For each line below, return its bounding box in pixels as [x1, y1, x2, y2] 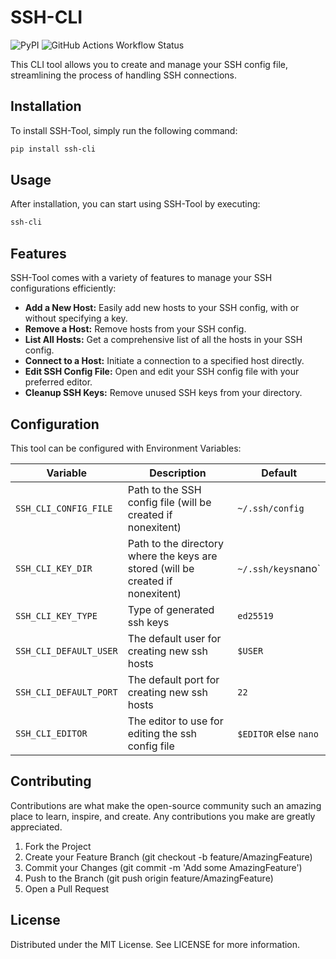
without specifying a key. [24, 312, 128, 325]
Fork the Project [24, 840, 92, 852]
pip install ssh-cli [10, 144, 97, 154]
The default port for [127, 672, 220, 686]
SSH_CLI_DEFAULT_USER [15, 645, 118, 656]
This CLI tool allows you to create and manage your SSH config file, [10, 58, 289, 70]
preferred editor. [24, 376, 93, 388]
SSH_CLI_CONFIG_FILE [15, 502, 113, 514]
